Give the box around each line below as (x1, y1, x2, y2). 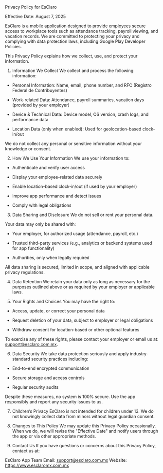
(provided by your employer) (12, 102, 70, 108)
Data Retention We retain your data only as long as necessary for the (12, 279, 150, 284)
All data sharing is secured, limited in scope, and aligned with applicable (5, 264, 150, 270)
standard (12, 356, 31, 362)
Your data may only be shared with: (5, 221, 76, 227)
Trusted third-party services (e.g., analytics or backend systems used (12, 240, 152, 246)
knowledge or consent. (5, 146, 52, 151)
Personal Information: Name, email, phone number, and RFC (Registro (12, 82, 152, 88)
